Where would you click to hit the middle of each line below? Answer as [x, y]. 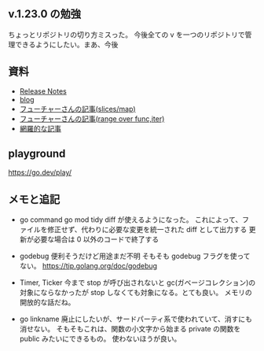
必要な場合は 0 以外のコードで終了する [96, 239]
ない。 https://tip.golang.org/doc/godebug [88, 266]
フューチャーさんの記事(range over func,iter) [92, 118]
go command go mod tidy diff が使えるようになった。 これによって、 [131, 220]
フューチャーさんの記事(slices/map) [77, 109]
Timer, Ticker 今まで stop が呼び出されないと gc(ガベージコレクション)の [137, 283]
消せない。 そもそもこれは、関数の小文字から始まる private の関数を [130, 329]
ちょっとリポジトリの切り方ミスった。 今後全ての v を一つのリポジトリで [126, 35]
